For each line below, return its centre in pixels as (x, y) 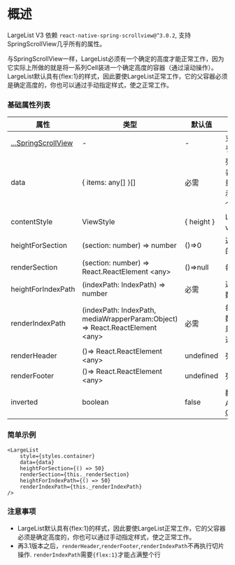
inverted (24, 402)
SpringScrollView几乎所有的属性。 (57, 43)
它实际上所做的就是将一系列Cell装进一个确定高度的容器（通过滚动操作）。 (113, 67)
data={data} (37, 462)
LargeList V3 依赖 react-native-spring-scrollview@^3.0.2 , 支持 (99, 35)
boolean (95, 402)
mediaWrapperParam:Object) (130, 319)
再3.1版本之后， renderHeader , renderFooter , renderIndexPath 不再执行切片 (121, 545)
